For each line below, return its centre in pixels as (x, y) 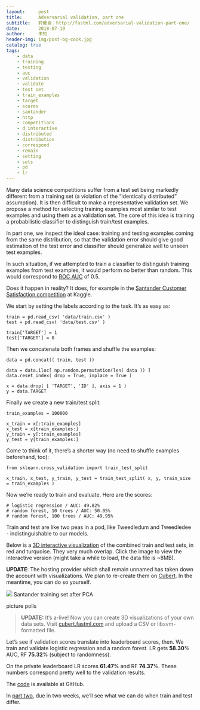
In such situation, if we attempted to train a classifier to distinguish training (98, 264)
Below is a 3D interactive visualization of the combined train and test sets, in (100, 545)
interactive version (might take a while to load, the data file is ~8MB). (91, 558)
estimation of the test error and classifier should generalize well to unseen (97, 246)
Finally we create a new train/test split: (54, 402)
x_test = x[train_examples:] (42, 429)
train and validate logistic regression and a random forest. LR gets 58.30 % (98, 648)
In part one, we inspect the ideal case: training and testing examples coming (100, 233)
